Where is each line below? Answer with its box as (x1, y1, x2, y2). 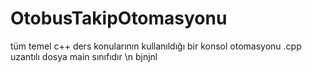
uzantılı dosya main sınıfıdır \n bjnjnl (10, 50, 158, 62)
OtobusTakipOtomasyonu (10, 7, 228, 30)
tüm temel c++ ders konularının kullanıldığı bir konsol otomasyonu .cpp (10, 40, 302, 52)
